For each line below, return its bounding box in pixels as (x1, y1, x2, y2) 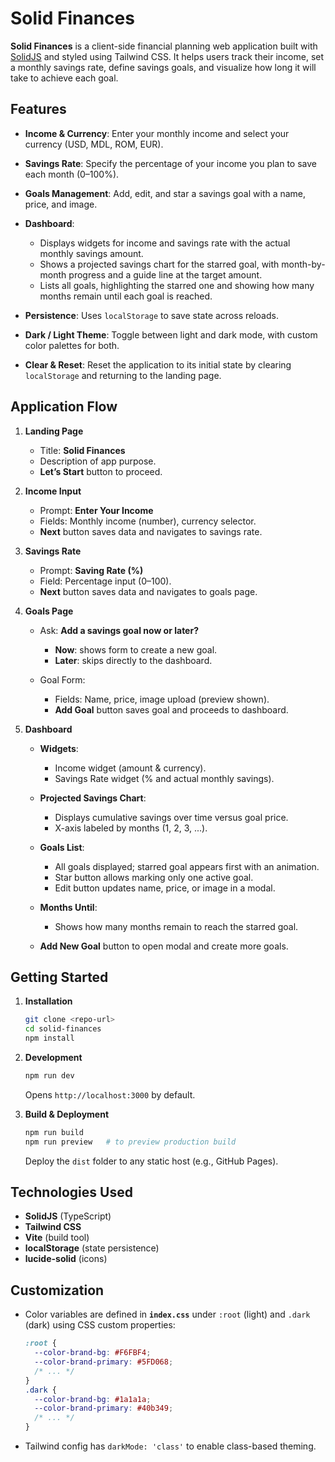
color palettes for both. (24, 339, 120, 351)
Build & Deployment (24, 1108, 110, 1120)
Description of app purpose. (39, 455, 157, 467)
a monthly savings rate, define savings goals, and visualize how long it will (10, 61, 317, 73)
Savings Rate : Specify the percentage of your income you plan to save (24, 157, 317, 169)
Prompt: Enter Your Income (39, 504, 154, 516)
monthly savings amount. (39, 247, 144, 259)
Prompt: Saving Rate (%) (39, 564, 144, 576)
